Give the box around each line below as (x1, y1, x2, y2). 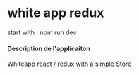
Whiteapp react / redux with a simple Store (7, 60, 132, 68)
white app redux (7, 5, 104, 21)
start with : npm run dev (7, 28, 77, 36)
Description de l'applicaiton (7, 44, 90, 53)
